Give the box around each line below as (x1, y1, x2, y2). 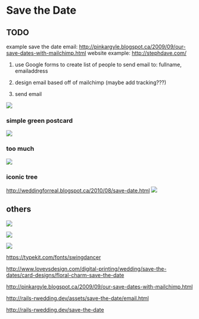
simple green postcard (6, 116, 73, 125)
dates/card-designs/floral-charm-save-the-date (6, 271, 125, 278)
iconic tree (6, 172, 38, 181)
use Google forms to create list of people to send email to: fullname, (14, 61, 182, 68)
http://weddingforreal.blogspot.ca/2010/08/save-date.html (6, 187, 150, 194)
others (6, 204, 32, 215)
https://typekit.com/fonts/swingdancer (6, 253, 101, 261)
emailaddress (14, 67, 48, 75)
